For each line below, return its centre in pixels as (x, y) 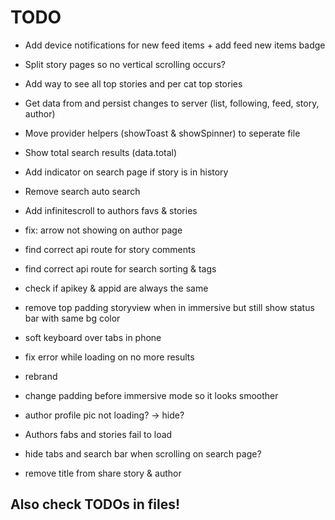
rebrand (41, 376)
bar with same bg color (72, 318)
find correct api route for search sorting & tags (120, 268)
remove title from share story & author (103, 473)
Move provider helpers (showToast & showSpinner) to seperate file (162, 133)
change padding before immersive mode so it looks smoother (151, 395)
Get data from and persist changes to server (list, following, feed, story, (172, 103)
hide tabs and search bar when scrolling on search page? (143, 453)
